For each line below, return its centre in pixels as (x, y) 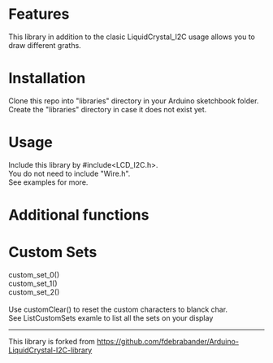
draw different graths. (45, 45)
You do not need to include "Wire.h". (69, 173)
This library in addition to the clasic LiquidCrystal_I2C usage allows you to (132, 37)
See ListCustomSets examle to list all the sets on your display (111, 317)
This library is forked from (52, 341)
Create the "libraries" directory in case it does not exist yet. (108, 109)
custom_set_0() (34, 274)
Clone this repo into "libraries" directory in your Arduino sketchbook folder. (134, 101)
